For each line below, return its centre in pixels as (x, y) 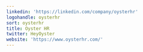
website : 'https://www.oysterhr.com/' (55, 39)
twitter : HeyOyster (31, 34)
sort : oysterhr (25, 23)
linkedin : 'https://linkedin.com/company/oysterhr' (72, 12)
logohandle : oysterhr (33, 17)
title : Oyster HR (28, 28)
